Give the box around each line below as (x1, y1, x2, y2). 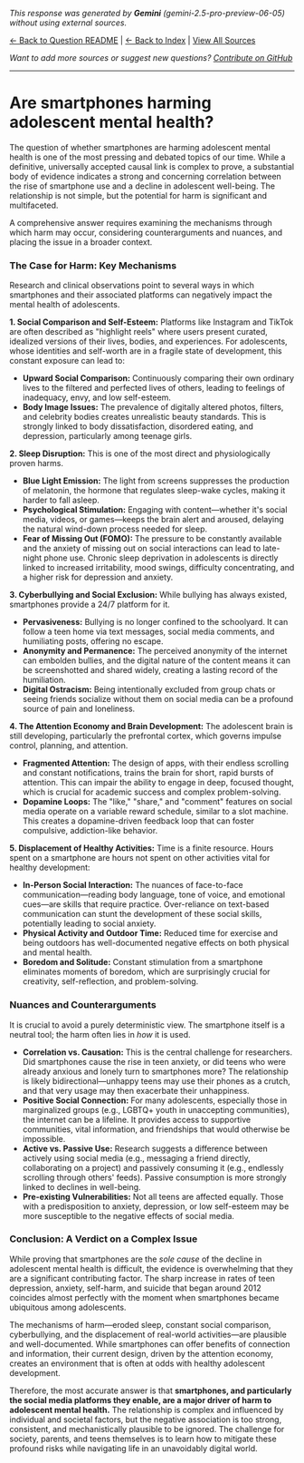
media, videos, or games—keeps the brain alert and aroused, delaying (22, 514, 285, 525)
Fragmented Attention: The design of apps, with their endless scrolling (22, 757, 290, 769)
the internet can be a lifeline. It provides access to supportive (22, 1114, 252, 1125)
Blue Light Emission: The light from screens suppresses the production (22, 475, 290, 486)
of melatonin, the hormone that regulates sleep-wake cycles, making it (22, 485, 286, 496)
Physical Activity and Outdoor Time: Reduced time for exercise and (22, 928, 279, 939)
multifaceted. (9, 200, 59, 210)
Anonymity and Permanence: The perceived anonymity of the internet (22, 646, 288, 657)
